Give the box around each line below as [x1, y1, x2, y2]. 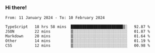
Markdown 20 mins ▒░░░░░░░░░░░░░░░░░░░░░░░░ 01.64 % [5, 33, 150, 38]
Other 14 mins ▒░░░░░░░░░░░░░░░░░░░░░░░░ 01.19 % [5, 38, 150, 43]
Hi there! [5, 4, 27, 11]
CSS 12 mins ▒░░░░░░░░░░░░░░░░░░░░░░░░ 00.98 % [5, 43, 150, 48]
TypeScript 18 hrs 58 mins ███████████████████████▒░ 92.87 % [5, 24, 150, 29]
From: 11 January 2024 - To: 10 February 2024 [5, 15, 105, 20]
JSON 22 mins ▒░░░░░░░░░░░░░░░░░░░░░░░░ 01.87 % [5, 29, 150, 34]
